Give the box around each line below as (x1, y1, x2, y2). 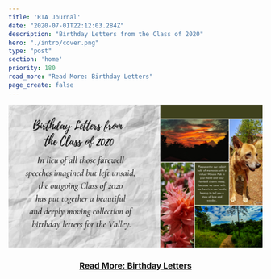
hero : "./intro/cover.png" (8, 39, 99, 47)
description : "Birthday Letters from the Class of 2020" (8, 30, 204, 38)
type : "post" (8, 47, 52, 56)
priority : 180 (8, 65, 56, 73)
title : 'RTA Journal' (8, 13, 81, 21)
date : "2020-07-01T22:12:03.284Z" (8, 21, 125, 30)
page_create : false (8, 81, 74, 89)
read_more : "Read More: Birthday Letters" (8, 73, 153, 81)
